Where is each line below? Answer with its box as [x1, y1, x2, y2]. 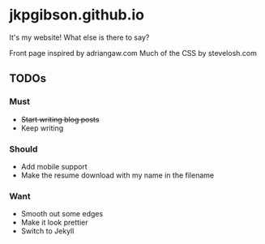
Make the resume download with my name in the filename [20, 170, 214, 180]
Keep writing [20, 123, 64, 133]
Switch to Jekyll [20, 226, 75, 236]
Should [9, 143, 38, 155]
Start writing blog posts [20, 114, 100, 124]
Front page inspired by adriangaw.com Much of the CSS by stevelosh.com [9, 48, 258, 58]
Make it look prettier [20, 217, 88, 228]
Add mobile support [20, 161, 88, 171]
